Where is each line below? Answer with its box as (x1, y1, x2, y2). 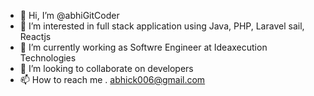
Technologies (19, 52, 77, 64)
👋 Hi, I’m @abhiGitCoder (19, 10, 120, 21)
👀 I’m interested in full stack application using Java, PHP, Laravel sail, (19, 20, 305, 32)
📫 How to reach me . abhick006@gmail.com (19, 74, 206, 85)
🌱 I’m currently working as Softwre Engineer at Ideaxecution (19, 41, 268, 53)
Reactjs (19, 31, 52, 42)
